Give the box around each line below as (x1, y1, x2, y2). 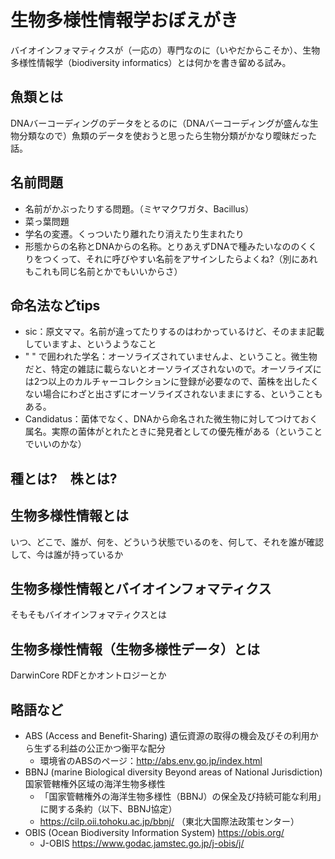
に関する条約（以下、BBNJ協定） (39, 803, 178, 815)
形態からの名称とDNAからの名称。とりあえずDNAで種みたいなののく (24, 240, 309, 252)
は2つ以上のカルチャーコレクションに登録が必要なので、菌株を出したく (24, 376, 320, 388)
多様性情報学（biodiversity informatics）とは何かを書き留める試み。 (10, 56, 292, 68)
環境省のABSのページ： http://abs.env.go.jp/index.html (39, 755, 263, 767)
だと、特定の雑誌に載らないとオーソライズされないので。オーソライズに (24, 363, 322, 375)
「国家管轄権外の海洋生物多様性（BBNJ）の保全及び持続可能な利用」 (39, 791, 322, 803)
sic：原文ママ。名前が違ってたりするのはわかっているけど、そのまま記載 (24, 326, 325, 338)
